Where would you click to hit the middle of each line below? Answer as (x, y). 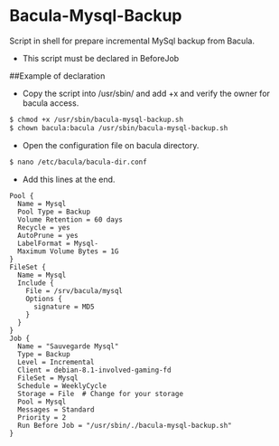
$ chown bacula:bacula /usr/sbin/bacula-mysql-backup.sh (119, 128)
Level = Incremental (56, 362)
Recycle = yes (44, 227)
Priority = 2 (42, 417)
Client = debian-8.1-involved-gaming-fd (94, 370)
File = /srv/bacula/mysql (74, 290)
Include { (36, 283)
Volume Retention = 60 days (70, 219)
